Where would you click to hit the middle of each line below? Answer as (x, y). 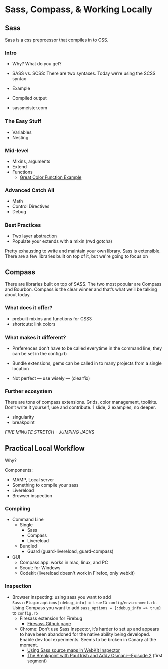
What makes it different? (36, 337)
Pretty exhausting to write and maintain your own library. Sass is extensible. (83, 251)
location (21, 368)
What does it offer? (29, 308)
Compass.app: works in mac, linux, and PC (64, 562)
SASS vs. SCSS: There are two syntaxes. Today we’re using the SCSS (84, 73)
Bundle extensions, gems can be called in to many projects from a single (87, 363)
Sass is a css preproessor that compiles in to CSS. (57, 40)
